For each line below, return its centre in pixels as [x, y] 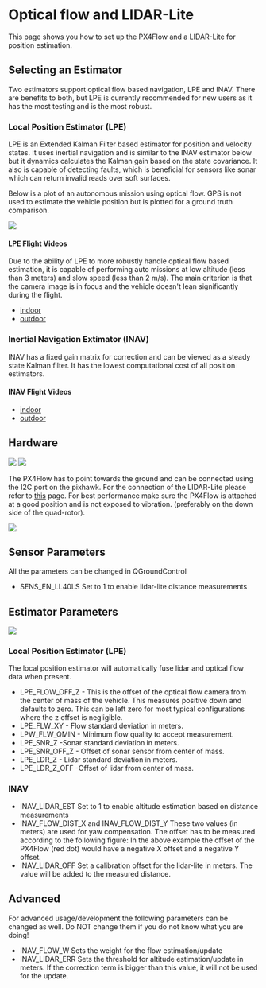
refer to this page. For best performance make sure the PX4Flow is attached [133, 496]
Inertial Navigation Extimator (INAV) [79, 340]
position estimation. [40, 45]
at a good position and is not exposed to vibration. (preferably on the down [131, 504]
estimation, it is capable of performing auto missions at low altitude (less [127, 270]
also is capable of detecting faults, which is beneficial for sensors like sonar [132, 169]
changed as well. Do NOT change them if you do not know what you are [126, 926]
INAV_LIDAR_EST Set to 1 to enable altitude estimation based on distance [139, 806]
